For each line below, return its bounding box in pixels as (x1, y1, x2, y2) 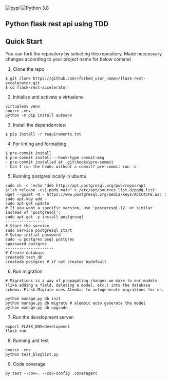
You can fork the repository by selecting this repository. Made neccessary (5, 51, 162, 57)
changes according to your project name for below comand (5, 56, 131, 63)
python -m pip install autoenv (5, 113, 72, 118)
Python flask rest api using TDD (5, 19, 109, 28)
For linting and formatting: (12, 141, 68, 147)
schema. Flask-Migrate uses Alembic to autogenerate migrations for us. (5, 287, 164, 292)
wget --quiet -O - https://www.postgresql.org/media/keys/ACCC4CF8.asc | (5, 192, 167, 197)
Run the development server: (12, 314, 74, 320)
